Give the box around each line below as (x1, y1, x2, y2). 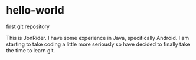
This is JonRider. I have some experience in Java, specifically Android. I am (6, 34, 190, 41)
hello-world (6, 4, 65, 17)
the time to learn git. (6, 46, 55, 54)
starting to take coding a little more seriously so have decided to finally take (6, 41, 190, 48)
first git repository (6, 23, 50, 30)
